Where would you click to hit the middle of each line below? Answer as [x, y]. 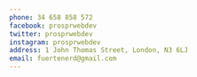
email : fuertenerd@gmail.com [63, 58]
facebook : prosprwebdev [53, 26]
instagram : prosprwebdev [55, 42]
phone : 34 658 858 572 [51, 17]
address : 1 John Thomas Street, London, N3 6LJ [99, 50]
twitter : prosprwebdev [51, 34]
